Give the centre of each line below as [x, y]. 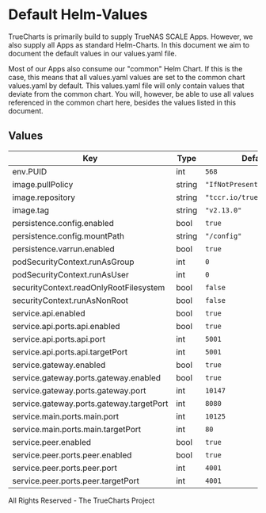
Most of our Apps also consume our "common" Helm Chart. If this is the [125, 68]
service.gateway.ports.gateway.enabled [86, 377]
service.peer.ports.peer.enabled [72, 455]
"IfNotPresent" [234, 184]
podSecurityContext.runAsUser [70, 274]
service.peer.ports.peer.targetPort [76, 480]
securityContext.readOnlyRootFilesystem [89, 287]
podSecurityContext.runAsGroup [73, 262]
